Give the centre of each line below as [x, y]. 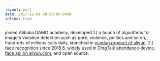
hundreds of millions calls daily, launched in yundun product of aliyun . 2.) [79, 43]
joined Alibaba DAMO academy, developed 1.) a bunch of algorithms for [78, 33]
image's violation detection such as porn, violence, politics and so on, [76, 38]
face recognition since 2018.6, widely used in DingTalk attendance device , [80, 48]
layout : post [18, 10]
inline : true [18, 19]
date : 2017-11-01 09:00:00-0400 [38, 14]
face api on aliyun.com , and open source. [47, 53]
